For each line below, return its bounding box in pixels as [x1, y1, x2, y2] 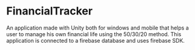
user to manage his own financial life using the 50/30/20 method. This [6, 30, 182, 37]
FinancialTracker [6, 4, 93, 18]
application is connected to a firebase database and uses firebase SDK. [6, 37, 185, 44]
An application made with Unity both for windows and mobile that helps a [6, 24, 189, 31]
